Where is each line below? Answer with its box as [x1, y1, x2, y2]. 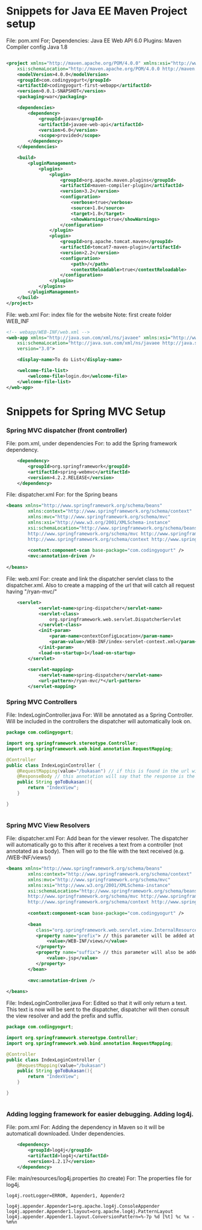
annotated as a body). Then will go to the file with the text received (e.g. [6, 847, 185, 855]
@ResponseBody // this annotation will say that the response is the [17, 773, 195, 780]
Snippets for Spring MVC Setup [6, 404, 166, 418]
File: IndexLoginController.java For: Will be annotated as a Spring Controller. [6, 711, 194, 719]
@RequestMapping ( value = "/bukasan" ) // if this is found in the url [17, 768, 189, 774]
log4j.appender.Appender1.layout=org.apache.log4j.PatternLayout [6, 1208, 173, 1215]
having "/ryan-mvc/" [6, 588, 57, 595]
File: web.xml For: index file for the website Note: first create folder [6, 311, 172, 318]
